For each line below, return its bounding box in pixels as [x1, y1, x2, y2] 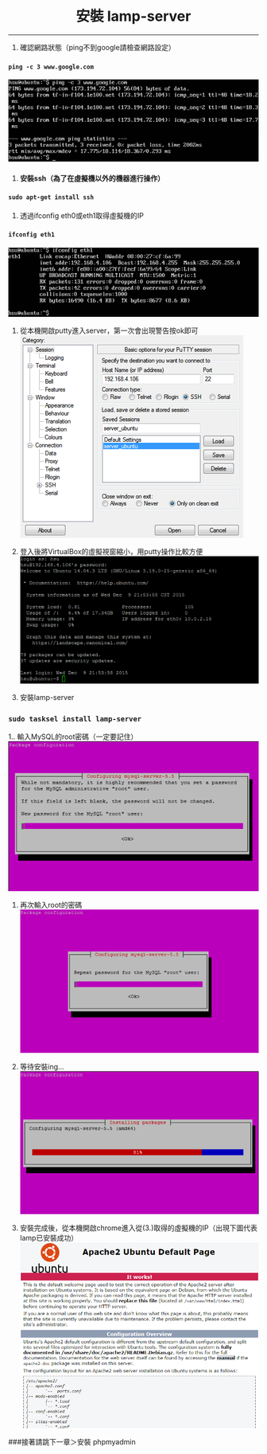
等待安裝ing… [19, 1062, 65, 1072]
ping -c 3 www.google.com [8, 63, 94, 71]
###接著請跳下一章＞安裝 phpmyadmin [8, 1437, 137, 1447]
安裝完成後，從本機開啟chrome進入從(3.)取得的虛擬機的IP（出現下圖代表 [19, 1223, 258, 1233]
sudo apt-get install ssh [8, 193, 94, 201]
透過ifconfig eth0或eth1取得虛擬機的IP [19, 210, 145, 220]
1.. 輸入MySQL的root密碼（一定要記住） [8, 732, 138, 741]
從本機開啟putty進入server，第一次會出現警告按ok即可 [19, 326, 199, 335]
